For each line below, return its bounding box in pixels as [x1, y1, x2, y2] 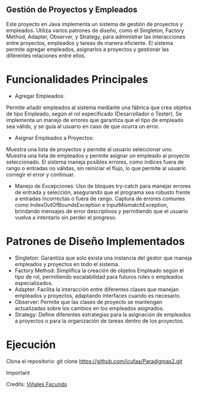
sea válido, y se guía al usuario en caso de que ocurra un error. [6, 123, 160, 130]
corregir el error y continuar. [6, 171, 75, 178]
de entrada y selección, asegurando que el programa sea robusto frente [14, 188, 190, 196]
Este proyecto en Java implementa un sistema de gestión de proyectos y [6, 20, 183, 27]
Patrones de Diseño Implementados [6, 234, 185, 248]
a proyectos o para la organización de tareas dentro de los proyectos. [14, 317, 184, 324]
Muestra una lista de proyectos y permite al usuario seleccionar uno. [6, 145, 173, 153]
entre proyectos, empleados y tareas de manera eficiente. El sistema [6, 39, 173, 46]
